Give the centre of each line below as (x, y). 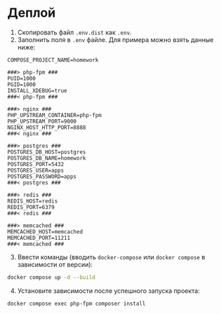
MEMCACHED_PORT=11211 (39, 238)
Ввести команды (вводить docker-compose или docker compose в (111, 257)
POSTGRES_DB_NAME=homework (47, 158)
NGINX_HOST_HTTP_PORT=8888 (47, 128)
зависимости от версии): (55, 264)
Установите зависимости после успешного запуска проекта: (108, 291)
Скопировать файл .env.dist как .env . (74, 32)
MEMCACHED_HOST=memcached (45, 232)
